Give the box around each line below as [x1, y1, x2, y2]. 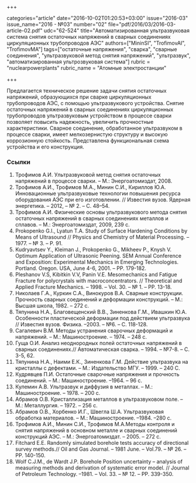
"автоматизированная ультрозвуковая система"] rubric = [6, 58, 151, 65]
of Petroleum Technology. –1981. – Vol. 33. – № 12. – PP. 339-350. [15, 471, 174, 478]
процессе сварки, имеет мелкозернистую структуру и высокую [6, 131, 169, 138]
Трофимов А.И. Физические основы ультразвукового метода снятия [15, 209, 187, 216]
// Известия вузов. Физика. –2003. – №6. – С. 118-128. [15, 321, 148, 328]
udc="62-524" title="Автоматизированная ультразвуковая [43, 27, 190, 34]
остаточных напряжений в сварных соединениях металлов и [15, 215, 169, 222]
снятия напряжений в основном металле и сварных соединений [15, 427, 178, 434]
